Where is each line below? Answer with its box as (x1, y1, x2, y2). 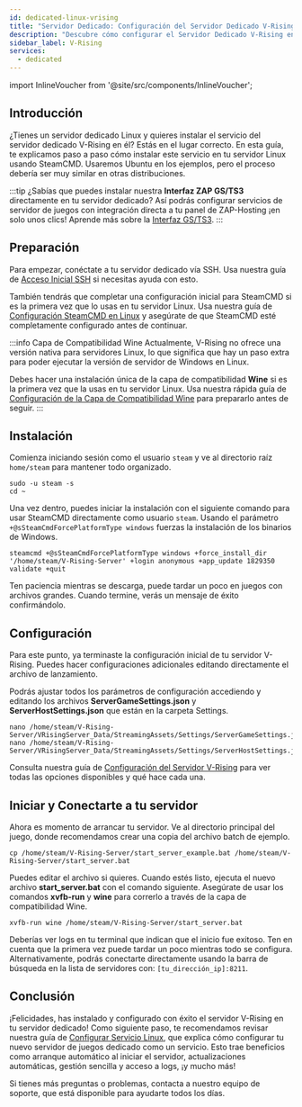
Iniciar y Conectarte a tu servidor (9, 797, 199, 813)
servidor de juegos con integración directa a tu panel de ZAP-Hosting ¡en (9, 204, 280, 215)
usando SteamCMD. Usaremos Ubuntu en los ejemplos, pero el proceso (9, 158, 276, 169)
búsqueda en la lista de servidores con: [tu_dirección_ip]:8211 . (9, 963, 249, 974)
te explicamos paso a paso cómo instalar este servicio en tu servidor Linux (9, 148, 287, 159)
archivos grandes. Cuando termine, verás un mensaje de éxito (9, 590, 240, 601)
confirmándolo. (9, 599, 66, 610)
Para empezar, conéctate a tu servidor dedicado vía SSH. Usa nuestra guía (9, 264, 287, 274)
